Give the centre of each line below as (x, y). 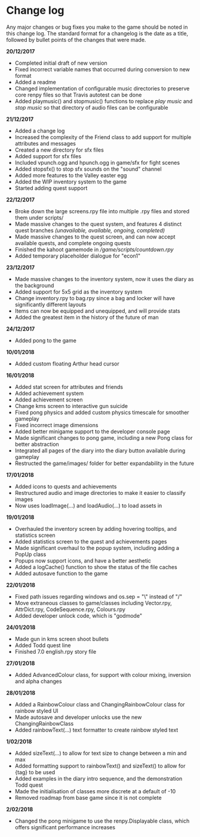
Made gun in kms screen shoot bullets (62, 639)
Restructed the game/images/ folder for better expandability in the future (104, 463)
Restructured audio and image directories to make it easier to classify (100, 492)
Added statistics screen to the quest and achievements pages (91, 541)
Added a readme (36, 82)
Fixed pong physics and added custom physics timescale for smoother (102, 412)
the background (34, 285)
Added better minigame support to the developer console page (92, 431)
